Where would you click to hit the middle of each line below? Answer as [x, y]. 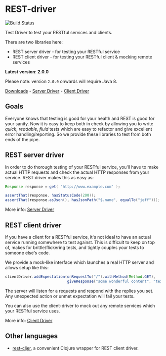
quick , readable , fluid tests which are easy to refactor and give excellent [79, 129]
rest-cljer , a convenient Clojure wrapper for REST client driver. [75, 348]
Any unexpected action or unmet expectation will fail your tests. [70, 296]
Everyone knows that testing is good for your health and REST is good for [80, 118]
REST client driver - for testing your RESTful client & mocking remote [82, 57]
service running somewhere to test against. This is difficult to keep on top [80, 242]
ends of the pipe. [22, 139]
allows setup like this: [27, 268]
